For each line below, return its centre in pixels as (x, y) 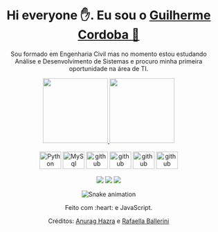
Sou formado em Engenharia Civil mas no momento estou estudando (109, 54)
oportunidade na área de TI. (109, 68)
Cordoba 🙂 (109, 35)
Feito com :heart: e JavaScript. (109, 207)
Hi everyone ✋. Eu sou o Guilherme (109, 16)
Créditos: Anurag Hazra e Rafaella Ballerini (109, 221)
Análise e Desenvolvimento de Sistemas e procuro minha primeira (109, 61)
